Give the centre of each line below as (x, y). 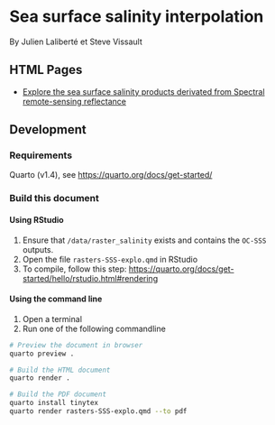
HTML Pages (46, 70)
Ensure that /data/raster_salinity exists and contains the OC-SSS (144, 240)
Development (48, 129)
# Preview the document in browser (76, 345)
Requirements (41, 155)
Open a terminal (52, 319)
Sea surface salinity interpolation (137, 17)
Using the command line (56, 299)
